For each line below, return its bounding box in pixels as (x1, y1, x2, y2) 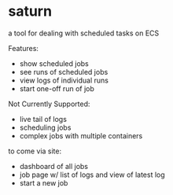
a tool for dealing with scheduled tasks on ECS (8, 28, 160, 38)
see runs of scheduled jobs (19, 67, 109, 76)
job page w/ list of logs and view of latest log (19, 170, 165, 179)
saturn (8, 2, 53, 20)
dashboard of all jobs (19, 161, 89, 171)
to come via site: (8, 146, 62, 156)
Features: (8, 43, 39, 53)
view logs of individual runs (19, 75, 109, 85)
